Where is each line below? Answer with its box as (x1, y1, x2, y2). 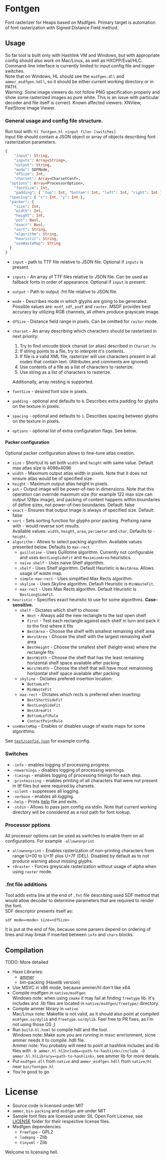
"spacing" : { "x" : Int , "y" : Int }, (9, 194, 85, 200)
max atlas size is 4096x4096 (12, 465, 72, 471)
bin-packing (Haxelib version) (19, 980, 81, 986)
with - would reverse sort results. (12, 523, 80, 529)
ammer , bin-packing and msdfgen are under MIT (12, 1108, 106, 1114)
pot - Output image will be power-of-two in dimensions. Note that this (12, 486, 154, 492)
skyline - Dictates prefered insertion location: (19, 676, 113, 682)
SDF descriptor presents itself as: (5, 908, 73, 914)
